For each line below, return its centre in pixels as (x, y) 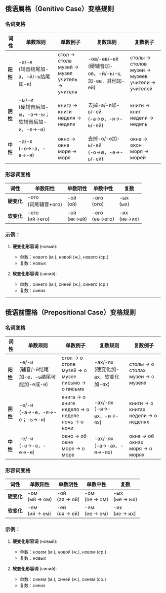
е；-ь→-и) (32, 419)
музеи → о (142, 376)
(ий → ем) (39, 514)
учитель (68, 79)
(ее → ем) (96, 514)
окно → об (74, 436)
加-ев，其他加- (106, 81)
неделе (70, 415)
